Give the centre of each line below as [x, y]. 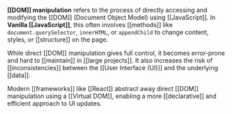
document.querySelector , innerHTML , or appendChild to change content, [108, 32]
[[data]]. [19, 75]
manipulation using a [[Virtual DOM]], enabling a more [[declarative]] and [112, 96]
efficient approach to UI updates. [55, 103]
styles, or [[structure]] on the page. [58, 40]
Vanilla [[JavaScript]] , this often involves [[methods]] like [90, 25]
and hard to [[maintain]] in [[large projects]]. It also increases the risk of [110, 60]
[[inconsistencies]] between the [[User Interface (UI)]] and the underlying [113, 68]
